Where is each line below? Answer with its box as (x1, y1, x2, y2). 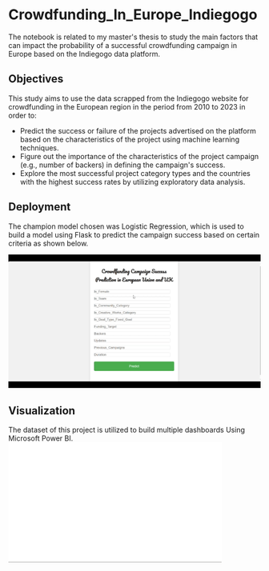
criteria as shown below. (8, 238, 89, 248)
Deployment (8, 200, 71, 214)
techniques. (19, 142, 59, 153)
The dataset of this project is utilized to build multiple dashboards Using (8, 425, 246, 434)
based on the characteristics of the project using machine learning (19, 134, 240, 144)
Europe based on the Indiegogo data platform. (8, 49, 160, 58)
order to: (8, 110, 38, 120)
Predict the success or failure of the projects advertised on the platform (19, 126, 256, 135)
